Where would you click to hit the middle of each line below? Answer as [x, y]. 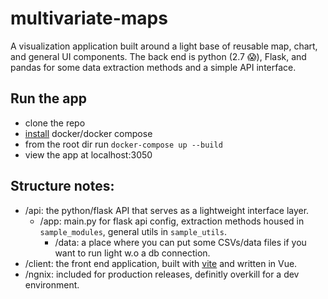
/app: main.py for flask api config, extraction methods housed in [172, 221]
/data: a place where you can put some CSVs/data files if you [180, 242]
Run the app [48, 98]
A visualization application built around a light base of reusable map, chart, [164, 46]
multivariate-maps [89, 18]
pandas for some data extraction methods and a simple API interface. [153, 67]
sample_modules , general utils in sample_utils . [133, 231]
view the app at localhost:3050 [88, 154]
